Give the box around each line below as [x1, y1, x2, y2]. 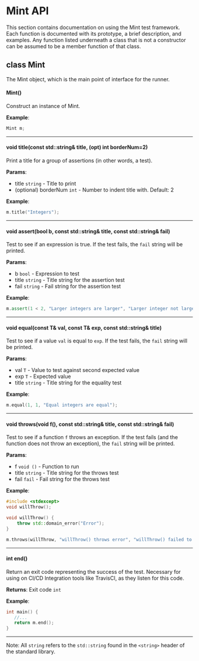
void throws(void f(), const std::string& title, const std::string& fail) [6, 420, 175, 428]
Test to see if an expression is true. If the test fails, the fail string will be [6, 241, 183, 248]
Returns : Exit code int [6, 586, 62, 593]
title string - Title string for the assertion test [14, 277, 125, 284]
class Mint [6, 60, 46, 70]
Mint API [6, 4, 49, 18]
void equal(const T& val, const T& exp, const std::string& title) [6, 324, 162, 331]
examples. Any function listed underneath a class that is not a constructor [6, 36, 187, 43]
